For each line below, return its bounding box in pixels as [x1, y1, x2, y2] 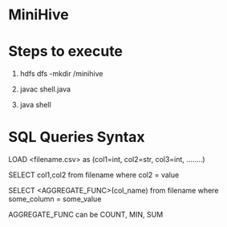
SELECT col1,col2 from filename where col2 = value [8, 170, 180, 180]
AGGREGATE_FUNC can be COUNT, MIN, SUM [8, 210, 164, 220]
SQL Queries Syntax [8, 128, 146, 146]
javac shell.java [19, 84, 71, 94]
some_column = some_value [8, 194, 102, 204]
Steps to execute [8, 43, 123, 61]
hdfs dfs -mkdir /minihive [19, 69, 103, 79]
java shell [19, 100, 52, 110]
